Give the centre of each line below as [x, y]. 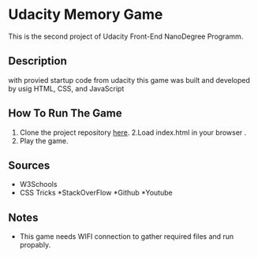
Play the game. [44, 140]
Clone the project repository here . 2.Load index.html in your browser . [133, 132]
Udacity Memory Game [86, 15]
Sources [29, 165]
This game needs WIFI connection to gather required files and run [127, 237]
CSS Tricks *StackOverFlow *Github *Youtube [96, 193]
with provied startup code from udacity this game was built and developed [129, 80]
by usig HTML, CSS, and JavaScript [66, 88]
